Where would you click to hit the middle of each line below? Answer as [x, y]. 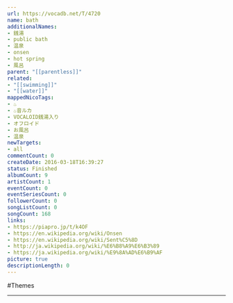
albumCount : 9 [28, 175]
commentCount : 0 [31, 156]
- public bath [28, 40]
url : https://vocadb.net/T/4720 [54, 14]
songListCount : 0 [32, 208]
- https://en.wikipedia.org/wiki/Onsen [65, 234]
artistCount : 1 [29, 181]
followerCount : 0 [32, 201]
